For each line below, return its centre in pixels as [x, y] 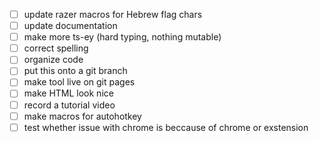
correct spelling [56, 48]
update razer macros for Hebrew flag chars [113, 14]
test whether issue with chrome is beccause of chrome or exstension [166, 127]
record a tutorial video [69, 105]
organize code [53, 60]
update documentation [70, 26]
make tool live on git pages [79, 82]
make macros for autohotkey [82, 116]
